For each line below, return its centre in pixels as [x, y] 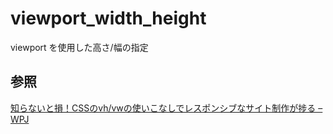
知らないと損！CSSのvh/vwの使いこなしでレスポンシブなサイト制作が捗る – [166, 108]
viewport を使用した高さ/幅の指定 [79, 47]
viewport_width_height [108, 18]
